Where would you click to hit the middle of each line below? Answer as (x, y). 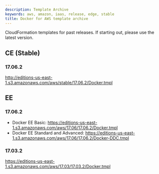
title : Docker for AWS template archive (47, 19)
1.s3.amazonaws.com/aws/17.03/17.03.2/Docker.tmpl (58, 167)
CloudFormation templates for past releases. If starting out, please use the (80, 33)
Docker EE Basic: (29, 122)
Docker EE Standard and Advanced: (48, 133)
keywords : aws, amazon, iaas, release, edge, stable (60, 14)
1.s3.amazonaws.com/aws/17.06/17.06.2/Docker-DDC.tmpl (70, 138)
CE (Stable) (23, 53)
